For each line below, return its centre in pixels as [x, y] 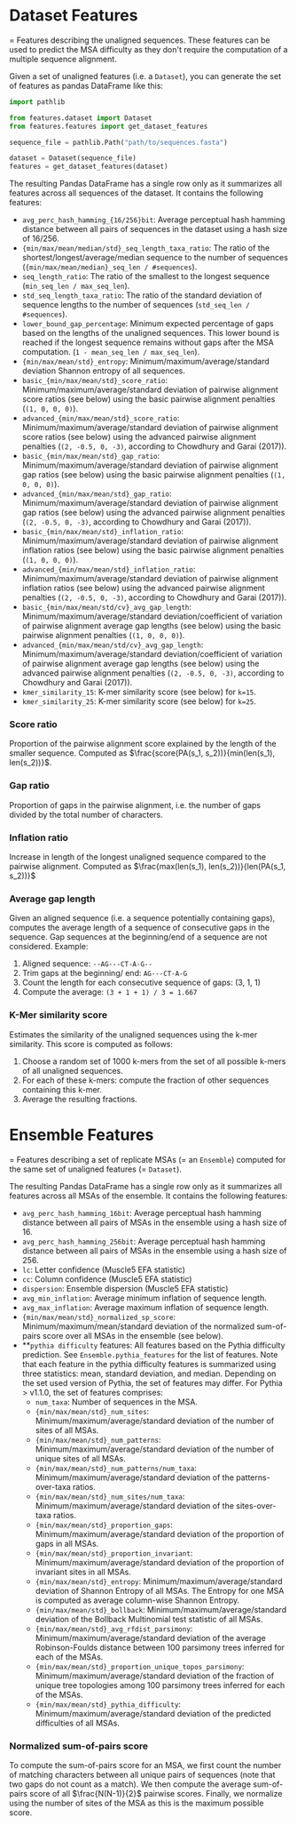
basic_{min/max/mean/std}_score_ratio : [95, 380]
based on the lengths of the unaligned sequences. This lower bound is [151, 333]
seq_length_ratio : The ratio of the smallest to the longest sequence [146, 276]
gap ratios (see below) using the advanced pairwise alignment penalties [153, 513]
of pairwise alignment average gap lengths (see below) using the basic [152, 626]
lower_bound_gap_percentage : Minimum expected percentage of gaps [148, 324]
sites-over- [256, 1505]
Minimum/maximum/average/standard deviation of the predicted [153, 1713]
